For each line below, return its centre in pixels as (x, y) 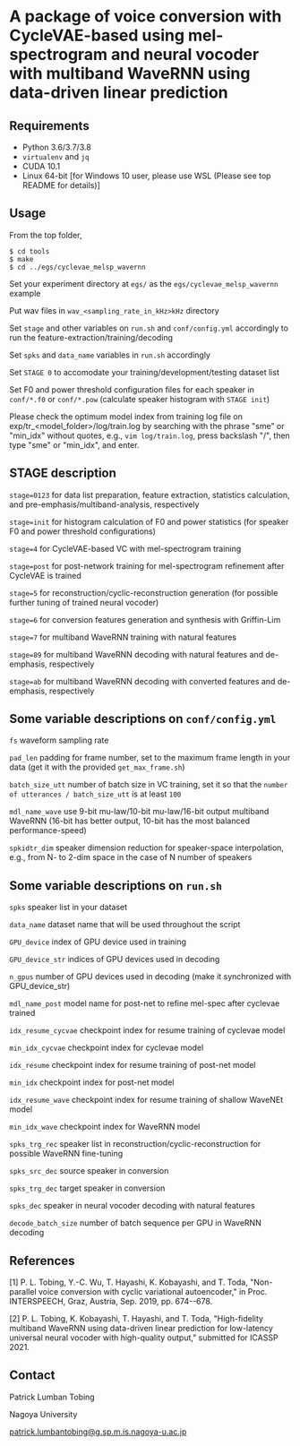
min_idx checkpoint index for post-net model (92, 1082)
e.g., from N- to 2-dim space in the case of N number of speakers (131, 857)
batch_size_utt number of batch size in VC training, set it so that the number (149, 785)
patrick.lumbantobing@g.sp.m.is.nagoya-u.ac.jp (98, 1432)
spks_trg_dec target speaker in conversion (87, 1188)
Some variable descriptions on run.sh (116, 886)
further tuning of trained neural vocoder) (84, 602)
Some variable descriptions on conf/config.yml (143, 719)
